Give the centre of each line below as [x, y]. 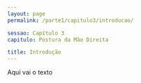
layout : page [26, 14]
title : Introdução [34, 52]
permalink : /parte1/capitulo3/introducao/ [70, 20]
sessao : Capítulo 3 [36, 33]
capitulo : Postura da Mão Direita [58, 39]
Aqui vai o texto [30, 72]
